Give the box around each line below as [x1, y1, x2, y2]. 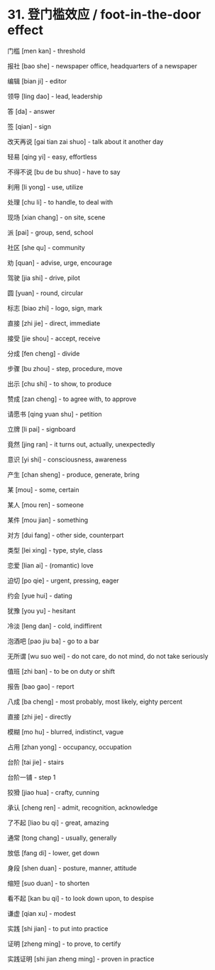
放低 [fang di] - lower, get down [7, 848, 100, 857]
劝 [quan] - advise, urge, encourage [7, 258, 112, 267]
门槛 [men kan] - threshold [7, 46, 85, 55]
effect [7, 22, 44, 38]
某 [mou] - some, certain [7, 485, 79, 494]
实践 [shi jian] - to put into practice [7, 924, 109, 933]
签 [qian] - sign [7, 122, 52, 130]
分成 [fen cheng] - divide [7, 349, 80, 358]
